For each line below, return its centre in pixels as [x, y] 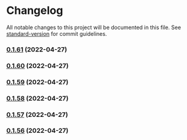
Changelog [35, 11]
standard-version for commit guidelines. [57, 33]
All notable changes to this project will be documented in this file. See [94, 27]
